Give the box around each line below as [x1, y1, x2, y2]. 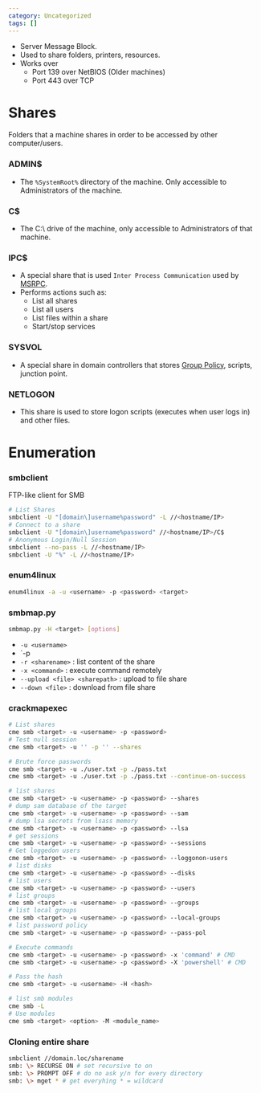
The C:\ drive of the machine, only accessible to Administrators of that [19, 224, 253, 234]
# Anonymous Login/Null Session [8, 536, 116, 544]
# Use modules [8, 1009, 56, 1018]
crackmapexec [8, 702, 68, 713]
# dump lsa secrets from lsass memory [8, 817, 138, 825]
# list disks [8, 862, 52, 870]
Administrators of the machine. [19, 186, 123, 195]
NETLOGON [8, 389, 55, 400]
